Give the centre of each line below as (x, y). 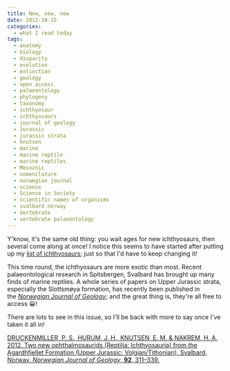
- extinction (32, 71)
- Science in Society (45, 193)
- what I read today (43, 33)
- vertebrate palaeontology (54, 219)
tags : (15, 39)
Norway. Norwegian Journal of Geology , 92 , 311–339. (84, 359)
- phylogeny (31, 97)
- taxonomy (29, 104)
